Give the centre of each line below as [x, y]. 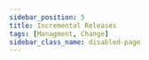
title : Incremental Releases [63, 26]
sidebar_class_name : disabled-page [75, 42]
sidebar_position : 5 [47, 17]
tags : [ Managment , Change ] [59, 34]
